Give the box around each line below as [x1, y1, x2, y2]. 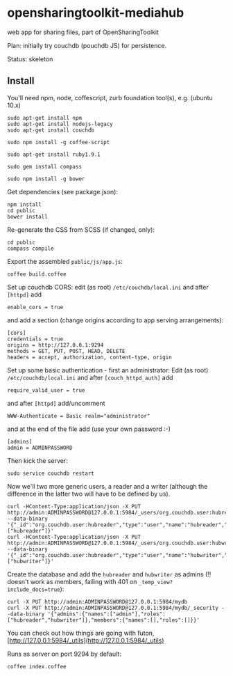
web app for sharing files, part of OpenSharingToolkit [7, 28, 159, 36]
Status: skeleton [7, 54, 53, 63]
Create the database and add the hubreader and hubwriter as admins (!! [7, 569, 212, 579]
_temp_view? [138, 579, 173, 585]
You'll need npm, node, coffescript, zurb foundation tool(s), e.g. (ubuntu [7, 93, 213, 102]
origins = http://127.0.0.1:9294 [7, 341, 104, 349]
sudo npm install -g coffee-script [7, 139, 110, 146]
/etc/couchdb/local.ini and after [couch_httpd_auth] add [7, 373, 173, 382]
